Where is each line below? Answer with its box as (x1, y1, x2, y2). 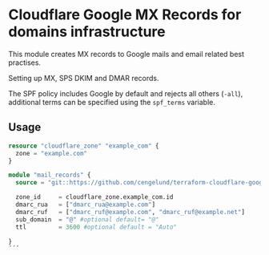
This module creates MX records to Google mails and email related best (8, 49, 245, 59)
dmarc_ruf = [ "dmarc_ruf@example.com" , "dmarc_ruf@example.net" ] (15, 208, 246, 216)
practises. (8, 58, 42, 67)
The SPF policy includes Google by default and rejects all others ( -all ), (8, 88, 243, 98)
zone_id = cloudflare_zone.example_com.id (15, 193, 174, 201)
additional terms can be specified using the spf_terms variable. (8, 97, 216, 107)
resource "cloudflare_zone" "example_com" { (8, 142, 159, 150)
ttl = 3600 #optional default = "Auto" (15, 223, 178, 231)
